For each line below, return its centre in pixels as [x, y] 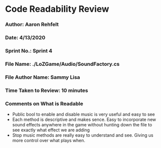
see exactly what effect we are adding [51, 130]
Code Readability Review [57, 9]
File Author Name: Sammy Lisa [43, 77]
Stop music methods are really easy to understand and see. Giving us [83, 135]
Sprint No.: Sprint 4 [29, 51]
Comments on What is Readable [44, 103]
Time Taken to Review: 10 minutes [47, 90]
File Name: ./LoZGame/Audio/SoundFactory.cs [62, 64]
